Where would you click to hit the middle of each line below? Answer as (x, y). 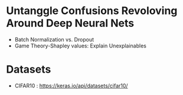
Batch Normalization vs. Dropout (54, 39)
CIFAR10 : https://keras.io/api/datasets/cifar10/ (71, 86)
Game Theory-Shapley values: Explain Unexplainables (80, 46)
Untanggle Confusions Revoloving (92, 11)
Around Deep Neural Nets (70, 23)
